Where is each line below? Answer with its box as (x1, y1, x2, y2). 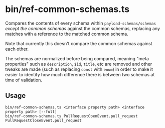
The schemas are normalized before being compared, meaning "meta (5, 55, 149, 61)
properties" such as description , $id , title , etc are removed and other (5, 61, 152, 67)
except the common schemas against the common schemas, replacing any (5, 25, 160, 31)
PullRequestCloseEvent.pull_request (5, 118, 82, 123)
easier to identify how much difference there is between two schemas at (5, 71, 155, 77)
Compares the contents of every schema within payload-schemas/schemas (5, 20, 156, 26)
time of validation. (5, 77, 43, 83)
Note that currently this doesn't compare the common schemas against (5, 40, 152, 46)
